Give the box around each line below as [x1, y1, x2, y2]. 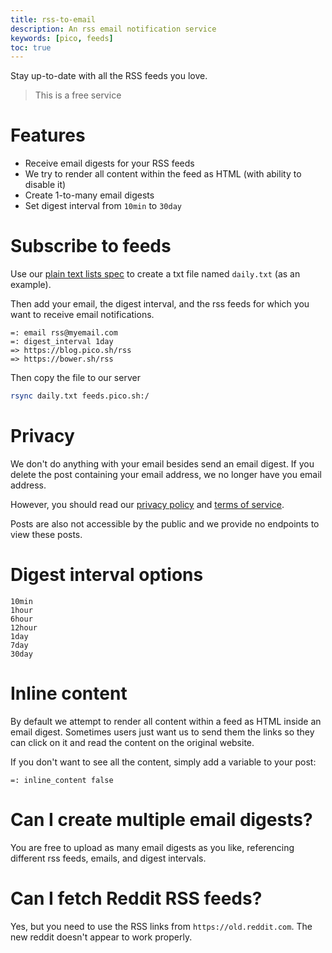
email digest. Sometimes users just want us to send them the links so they [10, 726, 315, 738]
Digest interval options [10, 564, 204, 586]
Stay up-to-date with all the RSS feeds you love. [10, 70, 208, 82]
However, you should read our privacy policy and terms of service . [10, 498, 285, 510]
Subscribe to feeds [10, 235, 172, 258]
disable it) [24, 179, 67, 191]
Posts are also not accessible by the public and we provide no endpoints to [10, 517, 320, 530]
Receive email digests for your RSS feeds [24, 157, 195, 170]
